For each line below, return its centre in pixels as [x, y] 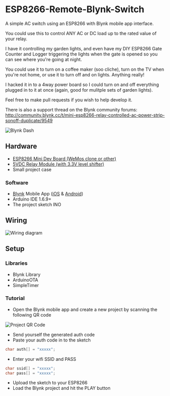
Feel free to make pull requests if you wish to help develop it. [69, 100]
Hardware [21, 146]
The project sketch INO [37, 205]
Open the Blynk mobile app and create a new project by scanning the [85, 309]
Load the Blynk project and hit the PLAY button [61, 388]
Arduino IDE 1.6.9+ [32, 199]
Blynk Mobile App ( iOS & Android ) [48, 194]
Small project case [32, 169]
